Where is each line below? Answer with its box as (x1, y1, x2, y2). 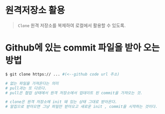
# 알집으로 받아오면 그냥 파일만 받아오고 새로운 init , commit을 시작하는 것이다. (5, 104, 158, 109)
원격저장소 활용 (5, 5, 65, 16)
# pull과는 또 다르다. (5, 86, 47, 91)
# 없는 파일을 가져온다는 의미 (5, 81, 59, 86)
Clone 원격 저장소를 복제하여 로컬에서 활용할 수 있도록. (17, 22, 126, 28)
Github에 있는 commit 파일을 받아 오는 (5, 42, 160, 54)
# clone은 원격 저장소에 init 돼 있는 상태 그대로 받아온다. (5, 99, 118, 104)
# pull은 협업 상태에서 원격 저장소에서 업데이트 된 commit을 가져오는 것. (5, 90, 143, 95)
